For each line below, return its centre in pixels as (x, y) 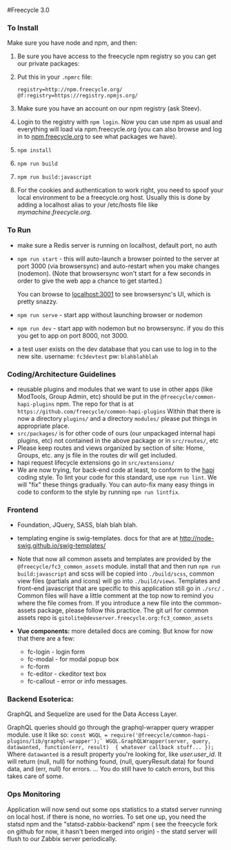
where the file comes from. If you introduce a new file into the (105, 603)
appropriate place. (43, 426)
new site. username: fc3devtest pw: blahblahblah (88, 356)
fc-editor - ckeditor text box (67, 674)
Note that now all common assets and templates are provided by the (114, 559)
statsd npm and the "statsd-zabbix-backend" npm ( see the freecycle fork (112, 824)
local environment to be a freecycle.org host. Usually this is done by (113, 198)
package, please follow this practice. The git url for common (123, 610)
